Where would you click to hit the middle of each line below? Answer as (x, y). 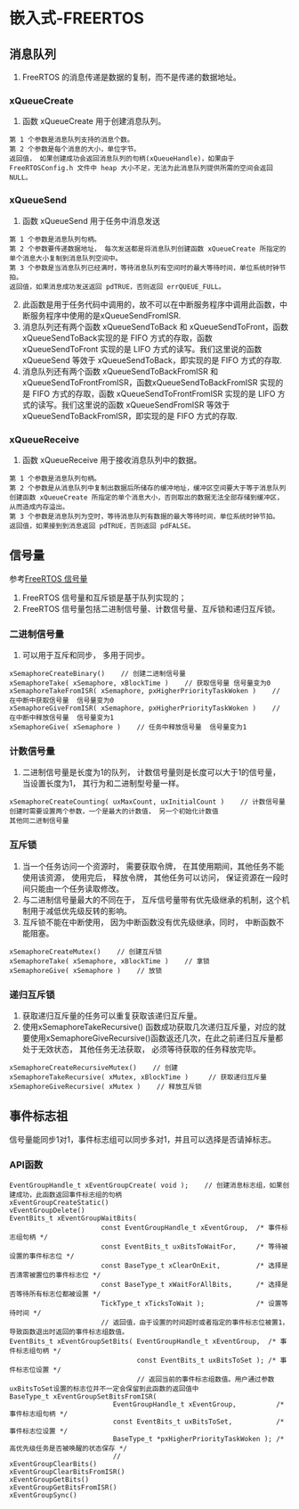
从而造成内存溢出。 (39, 507)
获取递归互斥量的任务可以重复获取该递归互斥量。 (112, 1015)
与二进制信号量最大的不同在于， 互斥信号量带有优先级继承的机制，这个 (152, 899)
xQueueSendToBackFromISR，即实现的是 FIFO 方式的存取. (130, 416)
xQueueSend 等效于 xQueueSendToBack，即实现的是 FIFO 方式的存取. (152, 360)
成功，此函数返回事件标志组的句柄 (69, 1195)
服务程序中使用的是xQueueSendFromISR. (105, 315)
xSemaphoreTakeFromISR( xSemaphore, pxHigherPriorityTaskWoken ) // (145, 691)
